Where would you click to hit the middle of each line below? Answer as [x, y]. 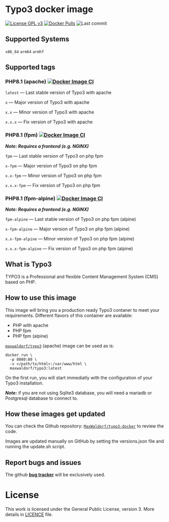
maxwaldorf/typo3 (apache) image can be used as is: [60, 346]
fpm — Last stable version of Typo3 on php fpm [54, 156]
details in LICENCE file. [29, 514]
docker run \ [19, 355]
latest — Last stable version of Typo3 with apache [59, 92]
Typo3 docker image [49, 9]
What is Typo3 [29, 265]
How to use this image [41, 298]
